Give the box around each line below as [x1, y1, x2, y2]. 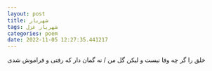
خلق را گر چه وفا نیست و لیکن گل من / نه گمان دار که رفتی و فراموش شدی [7, 56, 206, 64]
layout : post [7, 10, 46, 18]
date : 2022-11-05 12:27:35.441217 [7, 37, 109, 44]
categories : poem [7, 30, 58, 37]
